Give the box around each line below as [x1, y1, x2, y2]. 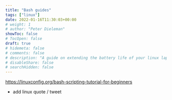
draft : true [5, 41, 31, 46]
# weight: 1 [5, 22, 31, 27]
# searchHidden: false [5, 65, 54, 70]
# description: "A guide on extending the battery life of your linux [5, 55, 159, 61]
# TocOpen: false [5, 36, 42, 42]
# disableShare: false [5, 60, 54, 65]
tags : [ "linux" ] [5, 12, 40, 17]
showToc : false [5, 31, 38, 36]
